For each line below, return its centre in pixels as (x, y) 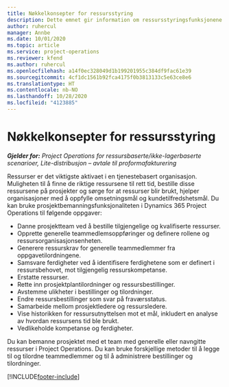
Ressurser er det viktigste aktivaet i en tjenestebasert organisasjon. (102, 176)
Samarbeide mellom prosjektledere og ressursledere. (92, 306)
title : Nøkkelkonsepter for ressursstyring (70, 13)
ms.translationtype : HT (41, 84)
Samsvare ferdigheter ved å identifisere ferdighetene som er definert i (116, 262)
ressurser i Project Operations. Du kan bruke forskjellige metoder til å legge (113, 349)
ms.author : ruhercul (37, 64)
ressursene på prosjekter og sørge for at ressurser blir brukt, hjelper (104, 191)
